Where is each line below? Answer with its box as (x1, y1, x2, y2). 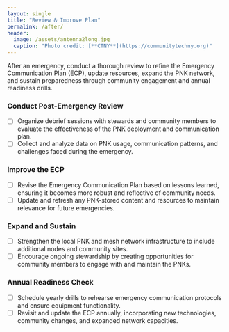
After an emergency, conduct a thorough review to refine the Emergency (7, 62, 215, 70)
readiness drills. (7, 84, 53, 92)
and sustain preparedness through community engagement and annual (7, 77, 210, 84)
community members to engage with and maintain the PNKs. (17, 260, 192, 269)
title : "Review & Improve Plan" (7, 17, 101, 24)
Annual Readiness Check (7, 278, 94, 287)
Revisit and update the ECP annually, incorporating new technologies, (17, 308, 217, 317)
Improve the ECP (7, 165, 65, 175)
